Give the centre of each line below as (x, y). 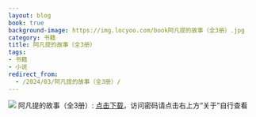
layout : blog (30, 15)
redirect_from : (33, 74)
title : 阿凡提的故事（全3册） (52, 45)
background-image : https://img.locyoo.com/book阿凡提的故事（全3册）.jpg (126, 30)
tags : (17, 52)
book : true (26, 23)
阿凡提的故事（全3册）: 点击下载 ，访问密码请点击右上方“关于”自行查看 (133, 105)
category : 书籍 (32, 38)
